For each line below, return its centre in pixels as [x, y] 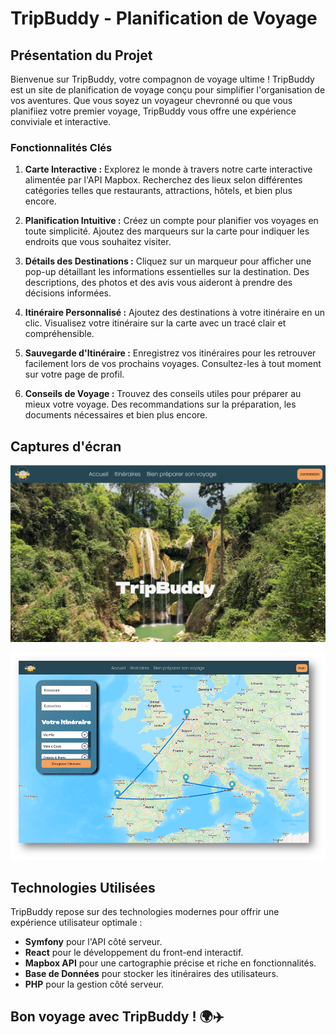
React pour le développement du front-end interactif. [134, 952]
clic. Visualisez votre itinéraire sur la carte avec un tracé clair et [155, 323]
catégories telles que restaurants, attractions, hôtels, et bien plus [158, 191]
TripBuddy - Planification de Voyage [164, 18]
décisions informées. [68, 293]
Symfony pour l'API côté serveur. [93, 941]
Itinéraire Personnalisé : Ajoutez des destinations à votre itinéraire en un [174, 313]
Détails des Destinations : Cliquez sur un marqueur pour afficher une [168, 261]
